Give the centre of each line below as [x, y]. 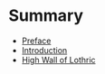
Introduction [44, 50]
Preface [36, 41]
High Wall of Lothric [58, 60]
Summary [46, 16]
